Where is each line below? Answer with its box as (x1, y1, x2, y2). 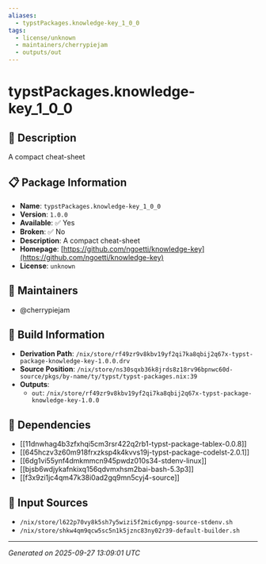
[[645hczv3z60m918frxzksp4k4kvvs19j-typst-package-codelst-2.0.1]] (19, 447, 250, 457)
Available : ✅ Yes (19, 217, 75, 227)
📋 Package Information (8, 176, 127, 190)
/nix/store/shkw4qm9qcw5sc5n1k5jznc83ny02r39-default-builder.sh (19, 527, 240, 535)
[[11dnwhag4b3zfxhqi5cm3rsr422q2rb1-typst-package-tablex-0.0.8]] (19, 439, 247, 449)
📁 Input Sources (8, 496, 89, 509)
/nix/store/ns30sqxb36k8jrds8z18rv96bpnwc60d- (76, 366, 234, 374)
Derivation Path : (19, 349, 74, 359)
